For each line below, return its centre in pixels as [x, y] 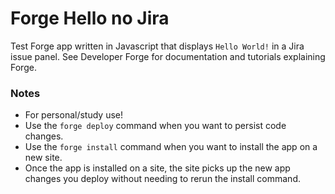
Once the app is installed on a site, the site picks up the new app [157, 168]
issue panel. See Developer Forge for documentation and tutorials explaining [168, 56]
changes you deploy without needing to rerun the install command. [162, 179]
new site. [43, 158]
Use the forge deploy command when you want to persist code [155, 126]
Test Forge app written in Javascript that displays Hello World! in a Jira [157, 46]
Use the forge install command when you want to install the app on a [171, 147]
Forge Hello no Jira [90, 18]
